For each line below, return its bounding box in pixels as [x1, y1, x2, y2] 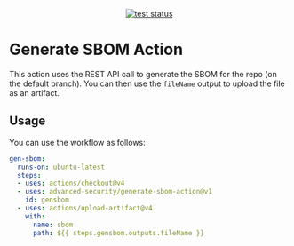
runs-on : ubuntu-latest [17, 163, 105, 171]
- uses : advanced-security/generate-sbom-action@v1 [17, 187, 213, 196]
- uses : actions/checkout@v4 [17, 179, 125, 188]
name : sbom [32, 220, 74, 229]
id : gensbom [25, 195, 69, 204]
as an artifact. [9, 87, 60, 98]
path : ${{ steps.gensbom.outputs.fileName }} [32, 228, 204, 237]
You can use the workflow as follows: [9, 137, 147, 147]
